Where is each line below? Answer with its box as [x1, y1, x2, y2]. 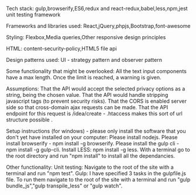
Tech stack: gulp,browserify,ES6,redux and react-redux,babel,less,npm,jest [6, 5, 188, 12]
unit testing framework [6, 11, 61, 18]
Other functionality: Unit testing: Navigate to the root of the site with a [6, 163, 174, 170]
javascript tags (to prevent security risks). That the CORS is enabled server [6, 97, 187, 105]
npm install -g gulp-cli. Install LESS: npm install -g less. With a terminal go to [6, 146, 190, 153]
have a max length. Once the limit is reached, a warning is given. [6, 74, 162, 81]
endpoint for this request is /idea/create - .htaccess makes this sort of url [6, 110, 183, 117]
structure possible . [6, 116, 53, 123]
